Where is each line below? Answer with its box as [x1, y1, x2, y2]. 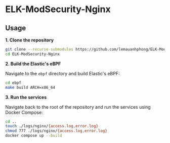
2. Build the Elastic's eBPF [5, 61, 61, 67]
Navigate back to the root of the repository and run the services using [5, 104, 151, 110]
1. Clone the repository [5, 37, 54, 43]
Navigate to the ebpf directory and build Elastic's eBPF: [5, 70, 120, 76]
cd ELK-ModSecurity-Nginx [5, 52, 60, 57]
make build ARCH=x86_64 [5, 85, 56, 90]
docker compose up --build [5, 133, 62, 138]
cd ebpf [5, 80, 22, 85]
